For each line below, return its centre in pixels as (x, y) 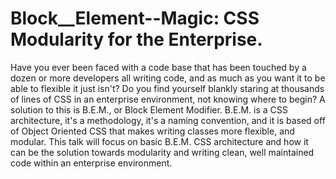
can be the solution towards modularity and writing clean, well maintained (162, 152)
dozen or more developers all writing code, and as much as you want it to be (168, 78)
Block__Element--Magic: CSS (135, 18)
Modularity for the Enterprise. (136, 39)
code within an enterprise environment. (91, 163)
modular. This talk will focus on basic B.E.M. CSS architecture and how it (159, 141)
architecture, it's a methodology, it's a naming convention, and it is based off (168, 120)
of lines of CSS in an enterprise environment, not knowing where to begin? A (168, 99)
